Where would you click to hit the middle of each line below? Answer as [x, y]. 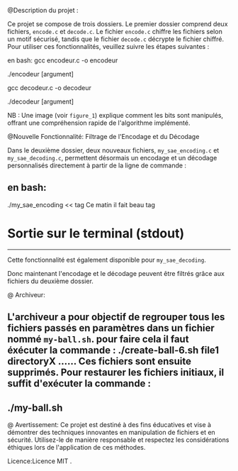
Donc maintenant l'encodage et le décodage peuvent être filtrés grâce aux [116, 273]
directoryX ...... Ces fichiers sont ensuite [100, 361]
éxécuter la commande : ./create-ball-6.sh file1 [113, 350]
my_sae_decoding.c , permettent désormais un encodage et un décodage [112, 158]
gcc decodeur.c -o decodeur [50, 88]
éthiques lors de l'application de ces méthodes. [76, 447]
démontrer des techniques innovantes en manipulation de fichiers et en [112, 432]
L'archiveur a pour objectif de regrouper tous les [116, 317]
